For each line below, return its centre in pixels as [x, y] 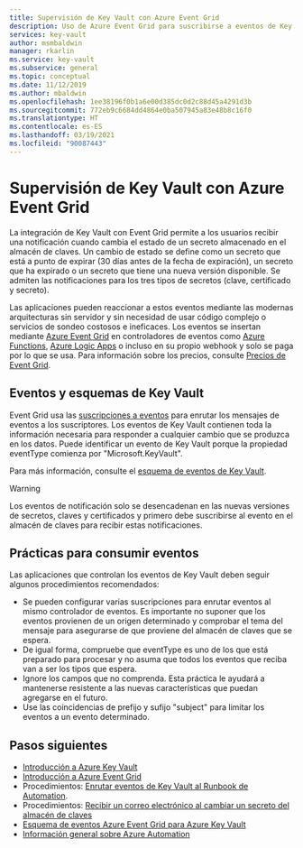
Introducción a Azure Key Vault [80, 767]
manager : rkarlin [42, 51]
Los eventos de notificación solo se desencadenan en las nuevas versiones [150, 505]
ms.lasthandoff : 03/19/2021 [62, 135]
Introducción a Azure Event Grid [82, 777]
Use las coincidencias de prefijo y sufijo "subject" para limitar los [143, 707]
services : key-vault [48, 34]
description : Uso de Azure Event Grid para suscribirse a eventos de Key [151, 26]
